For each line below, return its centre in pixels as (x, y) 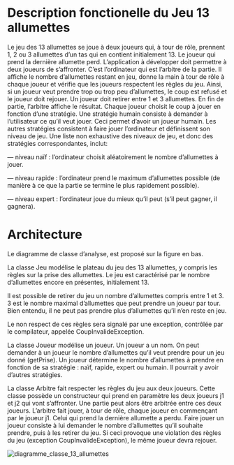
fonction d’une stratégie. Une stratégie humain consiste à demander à (108, 114)
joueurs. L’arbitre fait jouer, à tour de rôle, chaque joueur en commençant (112, 411)
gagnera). (21, 206)
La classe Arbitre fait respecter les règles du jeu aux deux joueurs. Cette (111, 388)
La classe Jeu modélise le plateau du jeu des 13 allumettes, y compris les (112, 267)
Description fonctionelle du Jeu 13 (109, 13)
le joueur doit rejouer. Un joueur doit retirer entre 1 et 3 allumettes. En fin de (116, 98)
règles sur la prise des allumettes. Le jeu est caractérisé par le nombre (109, 274)
